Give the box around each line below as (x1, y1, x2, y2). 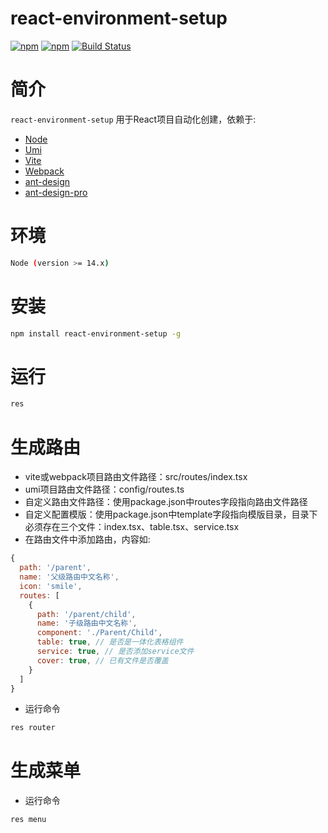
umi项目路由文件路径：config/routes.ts (24, 483, 185, 496)
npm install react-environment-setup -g (10, 328, 182, 339)
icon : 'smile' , (19, 581, 83, 591)
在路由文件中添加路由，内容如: (24, 533, 151, 546)
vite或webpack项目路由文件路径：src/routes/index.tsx (24, 471, 248, 483)
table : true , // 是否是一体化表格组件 (36, 637, 184, 647)
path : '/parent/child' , (36, 609, 137, 619)
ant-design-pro (24, 186, 88, 198)
